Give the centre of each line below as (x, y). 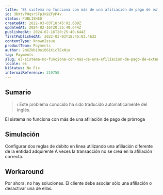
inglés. (24, 110)
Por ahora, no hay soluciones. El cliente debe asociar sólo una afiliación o (78, 183)
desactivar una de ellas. (29, 188)
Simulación (22, 135)
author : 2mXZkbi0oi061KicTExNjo (38, 50)
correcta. (14, 156)
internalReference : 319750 (32, 73)
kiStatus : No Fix (23, 68)
